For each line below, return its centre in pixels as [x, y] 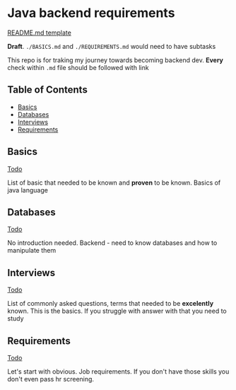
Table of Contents [48, 90]
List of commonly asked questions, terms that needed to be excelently [111, 304]
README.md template [40, 33]
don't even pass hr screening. [51, 379]
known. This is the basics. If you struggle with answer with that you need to [117, 311]
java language [28, 190]
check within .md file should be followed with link [78, 67]
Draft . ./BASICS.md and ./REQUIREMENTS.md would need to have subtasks [112, 46]
